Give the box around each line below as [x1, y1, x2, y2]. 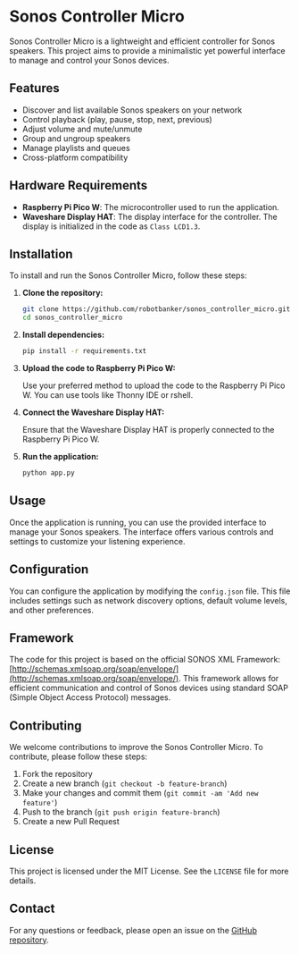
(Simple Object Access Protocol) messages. [9, 692, 171, 703]
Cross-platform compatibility [21, 152, 129, 163]
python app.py [21, 469, 75, 477]
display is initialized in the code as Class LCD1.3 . [21, 221, 201, 232]
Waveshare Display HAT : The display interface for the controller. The [21, 211, 278, 222]
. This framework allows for [178, 673, 279, 684]
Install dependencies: [21, 329, 105, 341]
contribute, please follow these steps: [9, 751, 148, 762]
